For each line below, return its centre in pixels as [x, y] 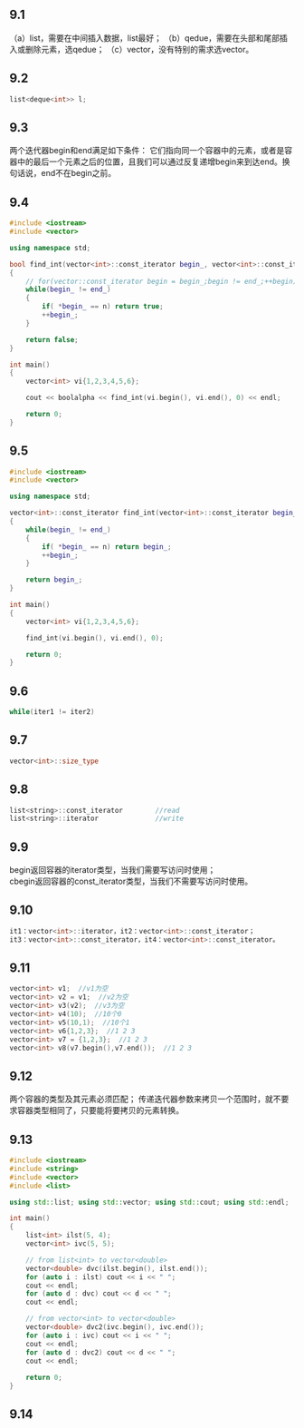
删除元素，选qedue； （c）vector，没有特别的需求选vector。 [139, 49]
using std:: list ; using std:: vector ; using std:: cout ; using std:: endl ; [149, 1202]
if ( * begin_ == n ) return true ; [103, 307]
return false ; [52, 339]
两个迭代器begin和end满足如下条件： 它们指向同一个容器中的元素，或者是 [147, 151]
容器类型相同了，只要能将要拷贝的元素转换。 [100, 1110]
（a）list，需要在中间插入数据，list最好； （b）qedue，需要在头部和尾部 [145, 38]
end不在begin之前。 [78, 173]
